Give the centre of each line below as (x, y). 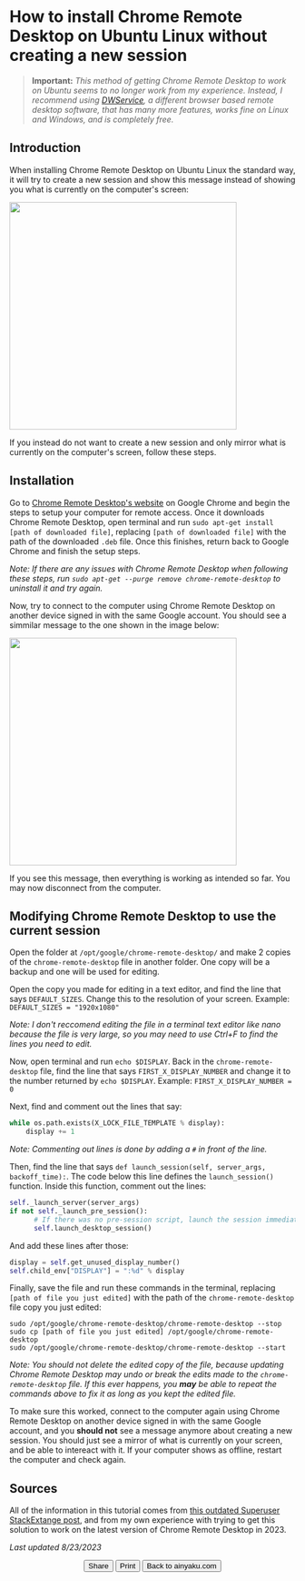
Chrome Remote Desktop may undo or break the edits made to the (134, 1374)
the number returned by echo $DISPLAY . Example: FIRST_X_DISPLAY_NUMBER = (151, 1081)
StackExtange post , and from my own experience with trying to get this (143, 1520)
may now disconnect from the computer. (85, 887)
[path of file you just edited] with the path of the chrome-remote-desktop (152, 1298)
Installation (42, 481)
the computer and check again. (68, 1460)
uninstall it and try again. (56, 588)
